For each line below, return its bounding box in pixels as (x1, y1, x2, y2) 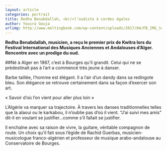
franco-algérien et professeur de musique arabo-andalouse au (32, 135, 161, 141)
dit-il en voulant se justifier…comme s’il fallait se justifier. (5, 115, 121, 121)
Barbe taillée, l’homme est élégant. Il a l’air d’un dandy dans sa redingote (5, 75, 154, 80)
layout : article (5, 7, 39, 12)
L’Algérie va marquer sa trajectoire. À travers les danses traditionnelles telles (5, 104, 162, 110)
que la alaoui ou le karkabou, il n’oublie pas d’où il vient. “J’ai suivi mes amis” (5, 110, 162, 116)
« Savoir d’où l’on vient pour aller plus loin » (5, 95, 94, 101)
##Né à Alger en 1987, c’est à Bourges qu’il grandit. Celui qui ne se (5, 60, 142, 66)
